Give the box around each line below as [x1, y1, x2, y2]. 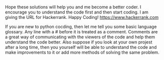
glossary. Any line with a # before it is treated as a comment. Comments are [5, 29, 158, 34]
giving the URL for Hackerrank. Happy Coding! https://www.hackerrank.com [5, 15, 159, 20]
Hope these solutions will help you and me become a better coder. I [5, 4, 141, 10]
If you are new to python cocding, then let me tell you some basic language [5, 24, 157, 30]
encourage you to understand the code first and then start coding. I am [5, 9, 148, 15]
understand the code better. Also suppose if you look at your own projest [5, 39, 153, 45]
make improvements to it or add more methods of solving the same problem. [5, 49, 160, 55]
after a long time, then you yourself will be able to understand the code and [5, 45, 157, 50]
